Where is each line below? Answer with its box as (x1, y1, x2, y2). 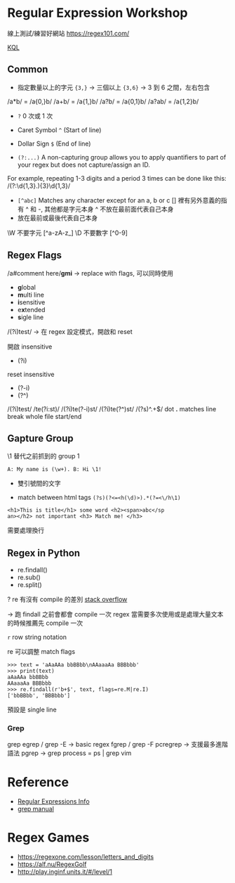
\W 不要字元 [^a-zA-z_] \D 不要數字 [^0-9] (7, 228, 128, 237)
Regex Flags (7, 250, 62, 262)
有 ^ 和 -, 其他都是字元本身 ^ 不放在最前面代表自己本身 (17, 205, 174, 213)
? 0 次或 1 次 (17, 111, 53, 120)
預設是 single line (7, 705, 58, 714)
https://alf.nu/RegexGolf (17, 860, 87, 869)
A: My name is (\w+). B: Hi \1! (7, 466, 102, 473)
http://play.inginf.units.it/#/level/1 (17, 868, 113, 876)
